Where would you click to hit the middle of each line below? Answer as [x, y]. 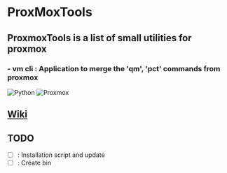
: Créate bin [34, 163]
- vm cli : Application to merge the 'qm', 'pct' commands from [114, 68]
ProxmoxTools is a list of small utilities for [99, 38]
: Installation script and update [61, 155]
